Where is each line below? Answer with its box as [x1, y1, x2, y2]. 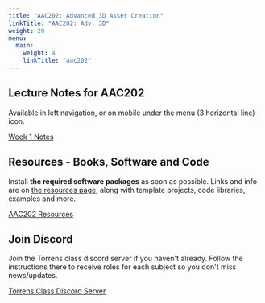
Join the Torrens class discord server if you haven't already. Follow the [8, 254, 243, 264]
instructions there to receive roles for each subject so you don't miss [8, 262, 237, 272]
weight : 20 [8, 27, 45, 35]
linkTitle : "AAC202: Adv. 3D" [8, 19, 110, 27]
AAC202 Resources [8, 209, 74, 219]
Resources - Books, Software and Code [8, 155, 209, 169]
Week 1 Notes [8, 132, 54, 141]
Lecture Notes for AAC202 [8, 86, 145, 100]
